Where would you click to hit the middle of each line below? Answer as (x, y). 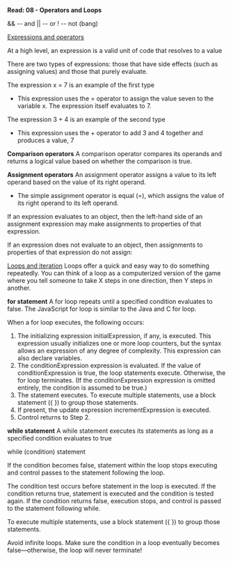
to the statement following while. (54, 508)
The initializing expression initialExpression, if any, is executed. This (114, 336)
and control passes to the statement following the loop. (86, 472)
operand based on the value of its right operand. (77, 182)
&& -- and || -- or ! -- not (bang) (53, 23)
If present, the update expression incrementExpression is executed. (114, 410)
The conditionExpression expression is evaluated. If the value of (109, 366)
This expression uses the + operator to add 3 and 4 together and (110, 133)
